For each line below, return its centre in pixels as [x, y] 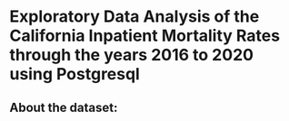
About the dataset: [64, 107]
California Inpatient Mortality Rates [144, 36]
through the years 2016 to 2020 [132, 55]
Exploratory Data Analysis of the [135, 17]
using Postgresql [75, 74]
